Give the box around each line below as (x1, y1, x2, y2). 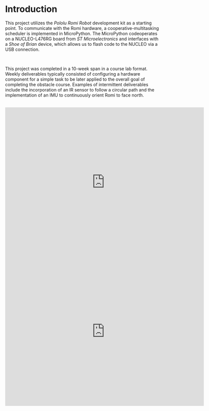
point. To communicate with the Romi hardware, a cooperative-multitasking (5, 25, 159, 31)
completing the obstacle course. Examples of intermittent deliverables (5, 81, 148, 88)
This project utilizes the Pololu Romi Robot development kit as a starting (5, 20, 152, 26)
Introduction (5, 3, 58, 15)
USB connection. (5, 46, 40, 52)
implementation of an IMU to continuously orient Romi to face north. (5, 92, 144, 98)
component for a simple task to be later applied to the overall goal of (5, 76, 145, 82)
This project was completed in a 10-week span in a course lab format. (5, 66, 148, 72)
